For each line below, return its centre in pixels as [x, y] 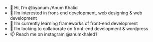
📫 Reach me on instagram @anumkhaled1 [53, 34]
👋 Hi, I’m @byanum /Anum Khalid [44, 8]
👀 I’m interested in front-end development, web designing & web [76, 13]
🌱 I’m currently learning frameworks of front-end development [74, 23]
